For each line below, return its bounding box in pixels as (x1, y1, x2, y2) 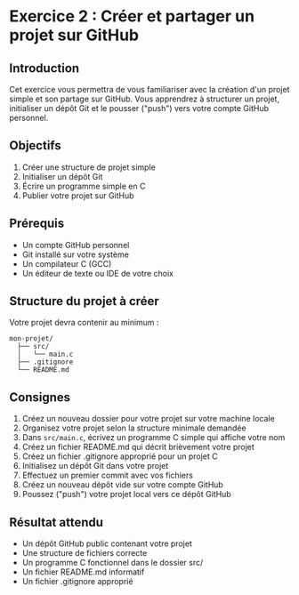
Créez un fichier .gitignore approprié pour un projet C (21, 451, 218, 462)
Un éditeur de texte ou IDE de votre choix (21, 268, 174, 278)
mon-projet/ (9, 334, 53, 343)
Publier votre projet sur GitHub (21, 189, 135, 201)
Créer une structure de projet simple (21, 162, 156, 173)
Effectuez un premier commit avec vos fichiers (21, 470, 194, 481)
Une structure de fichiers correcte (21, 548, 148, 559)
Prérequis (9, 216, 65, 231)
